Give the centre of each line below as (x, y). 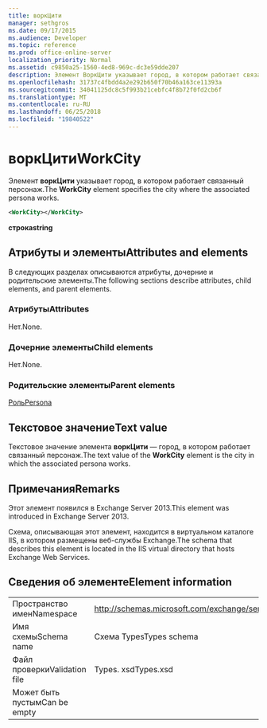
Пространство (40, 604)
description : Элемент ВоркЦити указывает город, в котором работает (124, 75)
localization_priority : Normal (60, 61)
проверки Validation (49, 669)
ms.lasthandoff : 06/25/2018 (55, 112)
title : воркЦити (35, 16)
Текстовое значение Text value (88, 427)
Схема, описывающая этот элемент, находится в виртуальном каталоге (131, 532)
